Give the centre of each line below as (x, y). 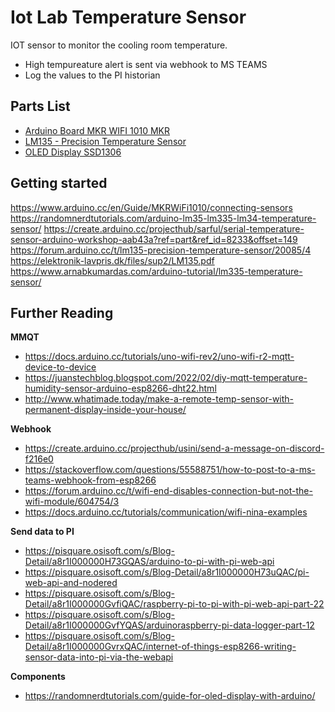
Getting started (59, 183)
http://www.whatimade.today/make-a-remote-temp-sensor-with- (159, 399)
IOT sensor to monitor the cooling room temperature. (119, 45)
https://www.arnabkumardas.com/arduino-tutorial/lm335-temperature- (156, 271)
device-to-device (60, 367)
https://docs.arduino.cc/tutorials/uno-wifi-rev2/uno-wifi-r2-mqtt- (159, 357)
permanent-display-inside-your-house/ (105, 410)
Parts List (40, 106)
